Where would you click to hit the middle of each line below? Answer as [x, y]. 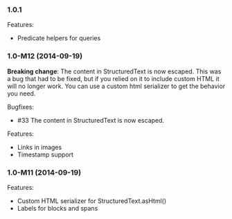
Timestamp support [45, 155]
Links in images [39, 147]
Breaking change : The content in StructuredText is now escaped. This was [114, 71]
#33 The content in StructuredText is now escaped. [91, 120]
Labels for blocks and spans [57, 208]
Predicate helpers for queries [59, 38]
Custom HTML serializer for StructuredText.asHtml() [92, 201]
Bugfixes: [21, 107]
